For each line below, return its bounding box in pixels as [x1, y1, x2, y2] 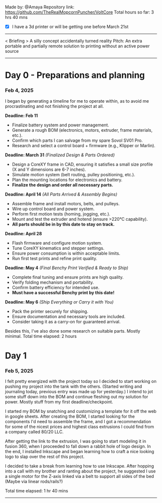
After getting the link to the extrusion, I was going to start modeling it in [5, 438, 146, 444]
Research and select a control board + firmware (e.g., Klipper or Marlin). [12, 142, 156, 148]
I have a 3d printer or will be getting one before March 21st [12, 24, 129, 30]
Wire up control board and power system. [12, 206, 95, 212]
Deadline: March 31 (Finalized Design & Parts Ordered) [5, 152, 115, 158]
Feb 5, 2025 [5, 367, 34, 374]
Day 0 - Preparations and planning [5, 70, 145, 81]
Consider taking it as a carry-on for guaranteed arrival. [12, 319, 121, 324]
